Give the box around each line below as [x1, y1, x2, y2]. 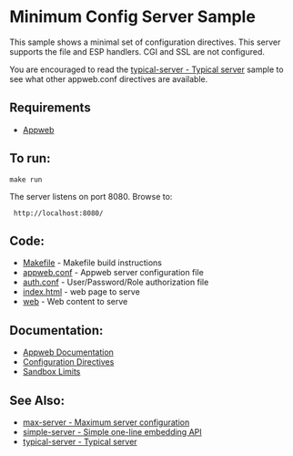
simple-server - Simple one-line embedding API [22, 427, 202, 437]
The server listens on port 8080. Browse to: [9, 191, 173, 202]
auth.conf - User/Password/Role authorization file [22, 276, 209, 288]
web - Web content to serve [22, 296, 128, 307]
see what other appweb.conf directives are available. [9, 73, 208, 84]
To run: [9, 150, 51, 166]
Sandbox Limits [22, 367, 81, 378]
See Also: [9, 392, 66, 408]
